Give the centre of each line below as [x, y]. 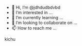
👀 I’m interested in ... [32, 12]
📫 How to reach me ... [34, 28]
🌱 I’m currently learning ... [37, 17]
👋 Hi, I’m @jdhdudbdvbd [36, 7]
